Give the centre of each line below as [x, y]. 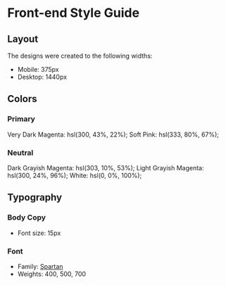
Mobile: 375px [38, 69]
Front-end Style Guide [73, 13]
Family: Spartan [40, 266]
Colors [22, 99]
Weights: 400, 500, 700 [52, 274]
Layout [23, 39]
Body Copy [27, 217]
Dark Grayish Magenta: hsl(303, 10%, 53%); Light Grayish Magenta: [106, 167]
